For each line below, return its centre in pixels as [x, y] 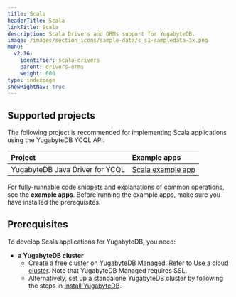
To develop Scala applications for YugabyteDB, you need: [92, 242]
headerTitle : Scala [36, 21]
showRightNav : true [36, 87]
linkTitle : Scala [33, 27]
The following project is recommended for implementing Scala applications [117, 133]
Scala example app [163, 170]
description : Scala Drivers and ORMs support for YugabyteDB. [101, 34]
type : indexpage [31, 80]
